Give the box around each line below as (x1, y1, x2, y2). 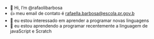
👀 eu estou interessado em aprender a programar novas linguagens (9, 17, 149, 23)
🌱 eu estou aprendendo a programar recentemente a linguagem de (9, 23, 148, 28)
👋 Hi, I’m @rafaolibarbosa (9, 5, 62, 10)
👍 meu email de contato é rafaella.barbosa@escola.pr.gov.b (9, 10, 135, 16)
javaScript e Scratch (9, 28, 52, 34)
